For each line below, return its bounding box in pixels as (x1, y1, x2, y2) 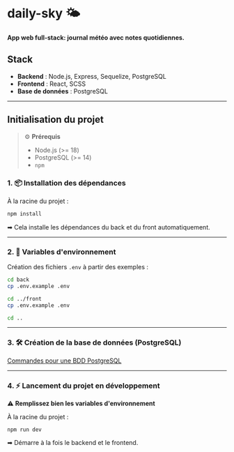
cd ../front (7, 295, 42, 302)
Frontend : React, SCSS (17, 80, 86, 88)
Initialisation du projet (7, 114, 104, 126)
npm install (7, 210, 42, 217)
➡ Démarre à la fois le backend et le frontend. (7, 439, 139, 446)
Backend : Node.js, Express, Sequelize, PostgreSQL (17, 72, 167, 80)
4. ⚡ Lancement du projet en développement (7, 381, 160, 391)
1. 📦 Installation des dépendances (7, 179, 127, 188)
